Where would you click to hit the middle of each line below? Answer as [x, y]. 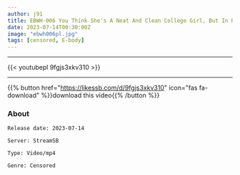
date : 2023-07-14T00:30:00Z [49, 27]
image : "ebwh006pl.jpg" [43, 34]
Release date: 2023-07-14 [46, 129]
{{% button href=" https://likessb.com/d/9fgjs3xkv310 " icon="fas [102, 88]
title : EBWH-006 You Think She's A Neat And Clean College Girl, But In [118, 21]
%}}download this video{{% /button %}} [100, 95]
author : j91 [25, 14]
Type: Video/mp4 [31, 154]
